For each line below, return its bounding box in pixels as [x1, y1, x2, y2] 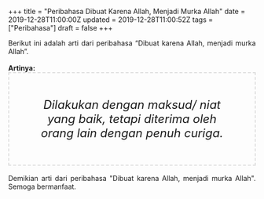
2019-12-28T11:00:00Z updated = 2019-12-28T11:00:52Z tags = [8, 15, 214, 24]
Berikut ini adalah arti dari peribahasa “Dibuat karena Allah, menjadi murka [8, 38, 256, 48]
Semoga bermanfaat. [8, 182, 77, 191]
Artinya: [8, 63, 35, 73]
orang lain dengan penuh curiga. [40, 125, 224, 140]
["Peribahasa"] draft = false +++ [8, 24, 113, 32]
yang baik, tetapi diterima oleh [46, 111, 218, 126]
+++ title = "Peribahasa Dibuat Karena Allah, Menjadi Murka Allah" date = [8, 7, 246, 16]
